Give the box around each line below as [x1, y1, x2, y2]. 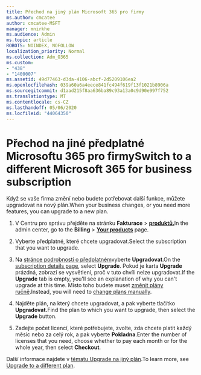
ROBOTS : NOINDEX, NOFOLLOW [6, 43, 74, 49]
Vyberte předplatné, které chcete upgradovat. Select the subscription [14, 237, 187, 245]
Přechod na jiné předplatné [6, 136, 145, 150]
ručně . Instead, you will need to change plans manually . [14, 288, 152, 296]
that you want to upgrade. [14, 244, 80, 251]
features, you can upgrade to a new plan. [6, 208, 109, 215]
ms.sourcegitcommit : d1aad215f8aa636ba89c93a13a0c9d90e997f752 [6, 88, 169, 94]
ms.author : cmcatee [6, 15, 56, 21]
